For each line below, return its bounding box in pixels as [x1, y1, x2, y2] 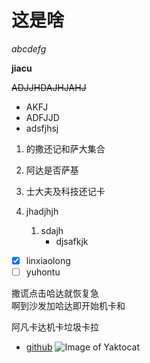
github [25, 341, 53, 353]
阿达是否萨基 [25, 164, 79, 176]
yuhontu [25, 266, 61, 278]
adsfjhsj [25, 122, 59, 134]
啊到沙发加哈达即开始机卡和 [11, 300, 126, 312]
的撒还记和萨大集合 [25, 142, 106, 155]
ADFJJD [25, 111, 60, 123]
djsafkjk [55, 235, 89, 247]
